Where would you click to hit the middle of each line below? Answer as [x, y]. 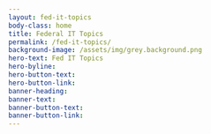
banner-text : [32, 99]
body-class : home [40, 26]
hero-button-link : [42, 83]
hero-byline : [32, 67]
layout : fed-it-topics [50, 17]
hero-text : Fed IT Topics [56, 58]
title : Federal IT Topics [56, 33]
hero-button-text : [42, 75]
